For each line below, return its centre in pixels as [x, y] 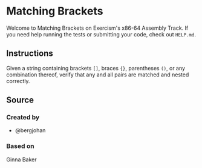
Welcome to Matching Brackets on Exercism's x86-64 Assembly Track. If [97, 28]
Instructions [30, 54]
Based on [20, 146]
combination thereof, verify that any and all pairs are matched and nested [98, 75]
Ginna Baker [22, 160]
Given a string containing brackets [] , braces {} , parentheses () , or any [96, 68]
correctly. [18, 81]
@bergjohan [30, 130]
